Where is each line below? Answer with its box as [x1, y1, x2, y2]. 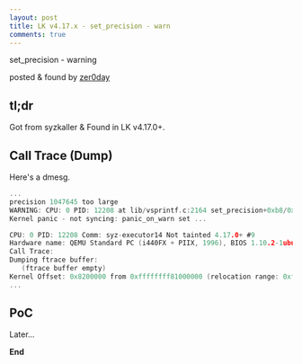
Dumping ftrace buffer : [9, 255, 99, 265]
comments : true [9, 30, 67, 39]
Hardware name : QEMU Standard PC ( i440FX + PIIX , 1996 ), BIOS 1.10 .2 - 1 [9, 239, 283, 248]
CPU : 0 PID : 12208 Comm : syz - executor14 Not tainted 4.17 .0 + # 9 [9, 230, 255, 239]
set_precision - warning [9, 55, 97, 66]
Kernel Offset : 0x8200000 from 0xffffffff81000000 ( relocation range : [9, 271, 280, 281]
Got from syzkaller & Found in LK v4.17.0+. [9, 122, 165, 133]
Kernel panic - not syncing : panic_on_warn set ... [9, 214, 207, 223]
